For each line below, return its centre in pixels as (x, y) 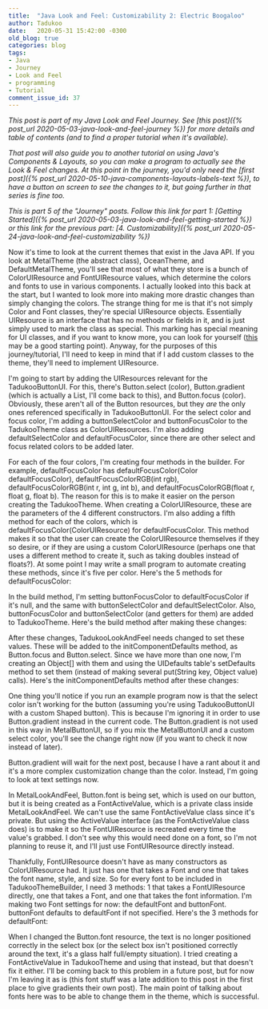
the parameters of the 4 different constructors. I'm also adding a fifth (122, 513)
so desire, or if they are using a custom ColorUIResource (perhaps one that (132, 547)
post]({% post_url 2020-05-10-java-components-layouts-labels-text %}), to (134, 179)
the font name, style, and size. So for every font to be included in (115, 879)
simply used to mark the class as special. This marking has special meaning (133, 329)
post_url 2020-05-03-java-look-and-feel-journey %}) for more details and (131, 129)
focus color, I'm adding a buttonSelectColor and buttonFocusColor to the (128, 421)
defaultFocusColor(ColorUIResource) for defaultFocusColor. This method (129, 531)
